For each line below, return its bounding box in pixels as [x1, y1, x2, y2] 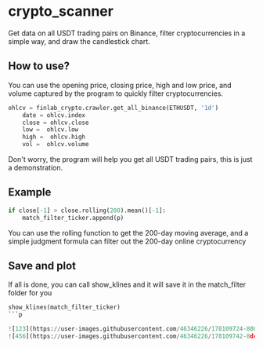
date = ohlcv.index [22, 111, 86, 119]
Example [8, 185, 52, 199]
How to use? [8, 60, 70, 73]
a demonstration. [8, 163, 63, 172]
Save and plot [8, 258, 77, 273]
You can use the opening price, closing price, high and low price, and [8, 80, 232, 90]
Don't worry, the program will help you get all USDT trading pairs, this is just [8, 155, 253, 163]
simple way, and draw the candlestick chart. [8, 36, 150, 46]
